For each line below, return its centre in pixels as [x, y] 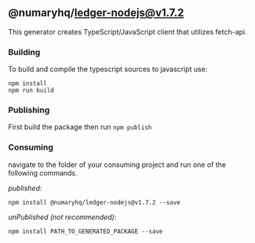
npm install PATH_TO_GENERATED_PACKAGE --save [86, 231]
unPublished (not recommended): [62, 217]
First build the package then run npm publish [80, 127]
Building [24, 52]
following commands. [43, 172]
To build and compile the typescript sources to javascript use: [108, 69]
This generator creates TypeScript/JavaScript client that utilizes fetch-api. [127, 31]
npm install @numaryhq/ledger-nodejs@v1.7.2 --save [94, 202]
